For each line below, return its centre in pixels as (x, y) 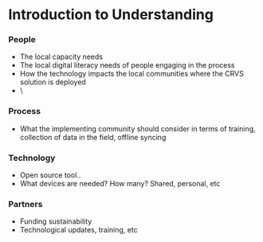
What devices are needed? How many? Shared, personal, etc (120, 184)
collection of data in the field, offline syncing (93, 137)
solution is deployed (53, 82)
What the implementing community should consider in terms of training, (138, 128)
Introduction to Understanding (111, 15)
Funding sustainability (56, 221)
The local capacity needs (61, 57)
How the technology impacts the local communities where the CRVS (132, 74)
